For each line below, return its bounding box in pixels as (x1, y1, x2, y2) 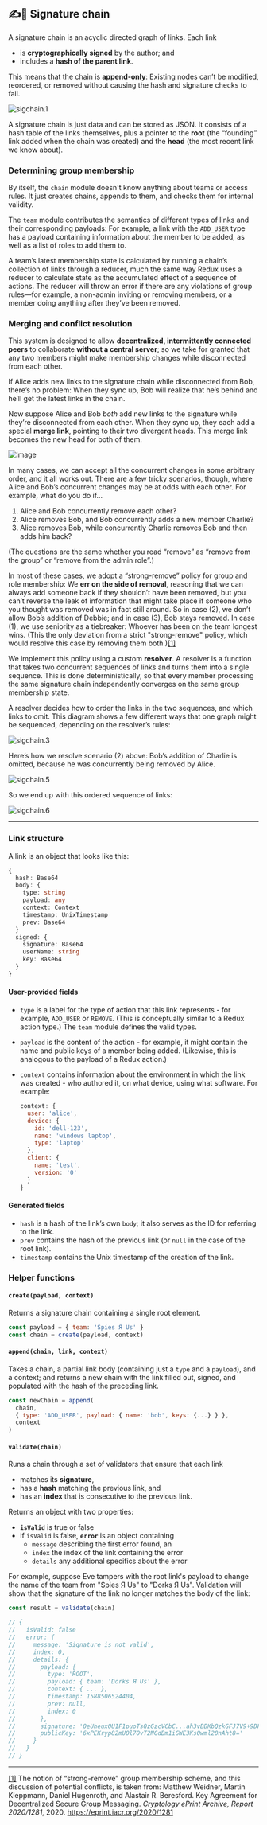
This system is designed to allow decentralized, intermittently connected (8, 336, 252, 345)
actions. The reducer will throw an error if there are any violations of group (8, 282, 253, 291)
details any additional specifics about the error (31, 1556, 188, 1566)
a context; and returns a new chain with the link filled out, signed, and (8, 1372, 236, 1382)
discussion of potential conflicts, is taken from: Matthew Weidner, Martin (8, 1782, 246, 1792)
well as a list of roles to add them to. (8, 240, 127, 250)
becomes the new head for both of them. (8, 435, 143, 444)
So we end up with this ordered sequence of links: (8, 790, 173, 800)
